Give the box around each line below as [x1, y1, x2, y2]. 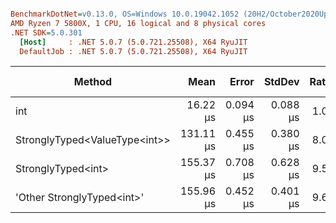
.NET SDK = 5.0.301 [10, 27, 83, 38]
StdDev [263, 75, 300, 89]
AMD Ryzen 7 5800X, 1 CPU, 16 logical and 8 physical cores [10, 18, 267, 28]
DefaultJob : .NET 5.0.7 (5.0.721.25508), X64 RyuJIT [19, 46, 248, 56]
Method [73, 75, 113, 89]
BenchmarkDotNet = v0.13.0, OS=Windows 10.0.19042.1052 [10, 9, 240, 19]
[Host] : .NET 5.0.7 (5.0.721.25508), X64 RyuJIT [19, 37, 248, 47]
